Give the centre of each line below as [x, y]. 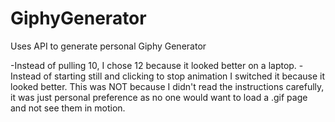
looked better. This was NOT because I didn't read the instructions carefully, [167, 86]
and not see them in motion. [68, 108]
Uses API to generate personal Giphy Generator [108, 46]
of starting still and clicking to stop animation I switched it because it [184, 76]
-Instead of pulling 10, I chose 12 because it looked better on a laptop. [153, 65]
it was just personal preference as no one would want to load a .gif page [159, 97]
